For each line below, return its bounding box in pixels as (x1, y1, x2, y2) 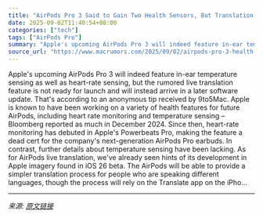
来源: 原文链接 (8, 202, 53, 210)
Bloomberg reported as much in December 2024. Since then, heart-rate (8, 119, 240, 129)
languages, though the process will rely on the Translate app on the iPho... (8, 178, 248, 187)
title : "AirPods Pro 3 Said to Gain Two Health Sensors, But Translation (8, 11, 254, 20)
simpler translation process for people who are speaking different (8, 169, 219, 179)
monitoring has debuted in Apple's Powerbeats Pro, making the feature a (8, 128, 243, 137)
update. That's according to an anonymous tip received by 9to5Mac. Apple (8, 95, 250, 104)
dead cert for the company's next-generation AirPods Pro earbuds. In (8, 136, 232, 145)
